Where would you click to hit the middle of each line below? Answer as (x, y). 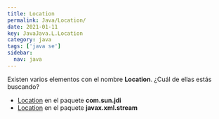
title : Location (31, 14)
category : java (29, 40)
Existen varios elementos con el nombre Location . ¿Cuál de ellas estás (109, 79)
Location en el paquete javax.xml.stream (78, 107)
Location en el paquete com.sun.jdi (69, 100)
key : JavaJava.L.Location (45, 33)
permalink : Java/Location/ (47, 20)
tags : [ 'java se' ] (34, 46)
